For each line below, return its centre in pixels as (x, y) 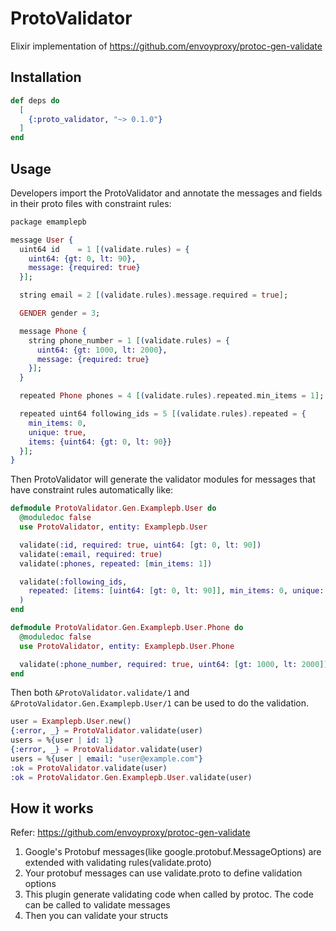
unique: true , (57, 432)
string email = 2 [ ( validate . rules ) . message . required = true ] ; (154, 295)
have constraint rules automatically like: (92, 490)
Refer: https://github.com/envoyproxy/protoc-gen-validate (130, 833)
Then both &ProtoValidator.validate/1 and (100, 693)
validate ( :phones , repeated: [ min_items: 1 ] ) (116, 563)
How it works (52, 808)
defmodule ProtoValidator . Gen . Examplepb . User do (113, 508)
